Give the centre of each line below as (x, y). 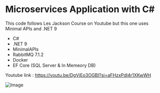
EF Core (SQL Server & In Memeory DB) (54, 65)
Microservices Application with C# (80, 9)
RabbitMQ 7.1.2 (28, 55)
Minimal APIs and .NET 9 (31, 28)
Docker (20, 60)
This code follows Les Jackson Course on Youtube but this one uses (77, 23)
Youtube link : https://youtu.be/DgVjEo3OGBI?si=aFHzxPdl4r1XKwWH (78, 75)
